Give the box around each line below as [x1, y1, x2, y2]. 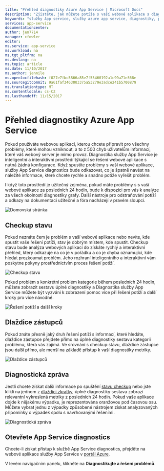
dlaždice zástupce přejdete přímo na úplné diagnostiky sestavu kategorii [5, 336, 151, 342]
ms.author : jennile [5, 71, 45, 76]
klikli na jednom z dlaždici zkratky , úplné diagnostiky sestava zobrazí [5, 388, 143, 394]
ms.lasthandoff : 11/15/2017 [5, 93, 62, 98]
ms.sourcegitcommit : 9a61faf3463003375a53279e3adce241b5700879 [5, 80, 137, 85]
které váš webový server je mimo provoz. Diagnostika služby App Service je [5, 152, 158, 157]
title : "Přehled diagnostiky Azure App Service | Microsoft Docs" [5, 7, 143, 12]
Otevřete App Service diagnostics [5, 433, 110, 442]
